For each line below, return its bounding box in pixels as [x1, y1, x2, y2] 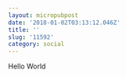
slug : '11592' [8, 33, 55, 41]
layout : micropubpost [8, 11, 79, 19]
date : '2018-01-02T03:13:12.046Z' [8, 19, 121, 26]
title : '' [8, 26, 41, 33]
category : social [8, 40, 65, 48]
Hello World [8, 61, 46, 71]
